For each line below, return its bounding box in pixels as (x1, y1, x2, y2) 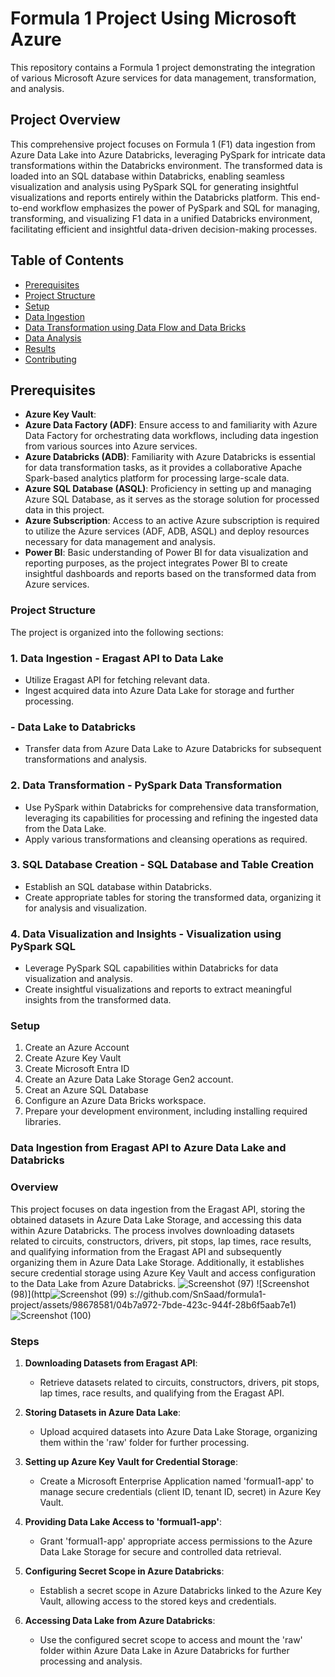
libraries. (24, 1116, 62, 1128)
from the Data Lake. (24, 822, 107, 834)
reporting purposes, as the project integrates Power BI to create (24, 557, 288, 569)
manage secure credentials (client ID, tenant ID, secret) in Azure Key (39, 1485, 322, 1497)
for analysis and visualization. (24, 902, 148, 914)
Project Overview (10, 112, 121, 129)
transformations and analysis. (24, 753, 148, 766)
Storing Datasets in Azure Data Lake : (24, 1406, 182, 1418)
